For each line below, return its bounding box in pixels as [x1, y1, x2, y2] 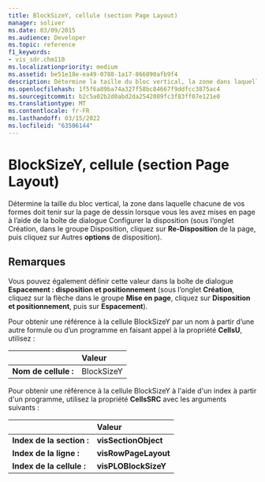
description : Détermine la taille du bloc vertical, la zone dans [8, 77, 231, 85]
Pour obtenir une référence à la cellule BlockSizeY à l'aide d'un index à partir [8, 386, 257, 395]
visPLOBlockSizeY [96, 460, 167, 471]
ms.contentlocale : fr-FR [8, 107, 90, 115]
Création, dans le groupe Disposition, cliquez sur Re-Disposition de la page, [8, 224, 256, 233]
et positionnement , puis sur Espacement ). [8, 301, 148, 311]
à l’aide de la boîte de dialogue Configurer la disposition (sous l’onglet [8, 215, 234, 225]
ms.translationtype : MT [8, 100, 87, 107]
